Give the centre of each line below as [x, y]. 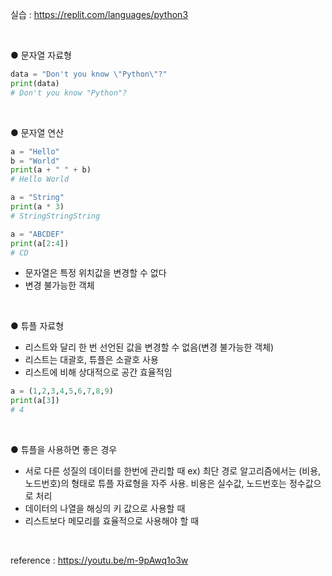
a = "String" [37, 198]
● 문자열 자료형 [41, 55]
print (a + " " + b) [51, 170]
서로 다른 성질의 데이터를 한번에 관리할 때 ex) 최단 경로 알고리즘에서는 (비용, [173, 471]
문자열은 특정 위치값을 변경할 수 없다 [95, 273]
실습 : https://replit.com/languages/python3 [99, 14]
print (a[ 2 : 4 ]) [40, 243]
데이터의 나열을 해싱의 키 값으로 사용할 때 [105, 508]
